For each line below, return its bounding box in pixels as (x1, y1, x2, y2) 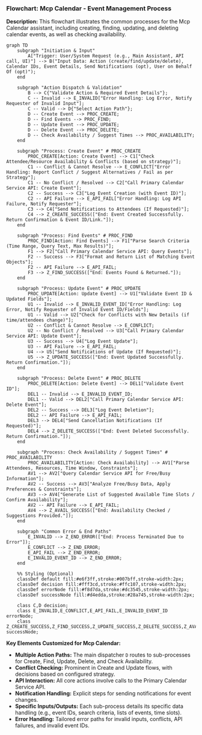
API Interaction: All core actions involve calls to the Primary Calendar (14, 677, 188, 684)
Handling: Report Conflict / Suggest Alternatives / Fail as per (6, 169, 173, 176)
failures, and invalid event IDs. (14, 722, 90, 729)
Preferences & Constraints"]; (6, 486, 82, 493)
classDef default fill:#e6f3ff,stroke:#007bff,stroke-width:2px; (17, 576, 185, 582)
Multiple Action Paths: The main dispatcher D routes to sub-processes (14, 651, 191, 659)
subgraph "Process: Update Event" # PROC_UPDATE (17, 286, 141, 292)
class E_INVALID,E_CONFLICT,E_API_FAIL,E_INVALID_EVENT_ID (17, 608, 168, 614)
